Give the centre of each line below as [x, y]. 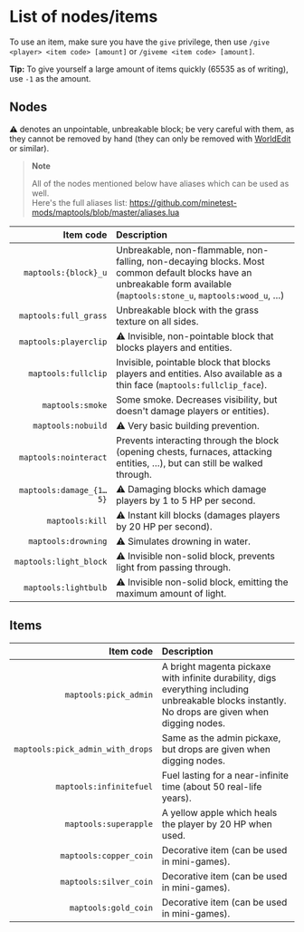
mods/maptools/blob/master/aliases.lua [105, 212]
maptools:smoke [75, 405]
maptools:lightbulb [66, 587]
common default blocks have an [184, 272]
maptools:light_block [61, 561]
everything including [205, 689]
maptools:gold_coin [111, 908]
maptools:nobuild [70, 425]
